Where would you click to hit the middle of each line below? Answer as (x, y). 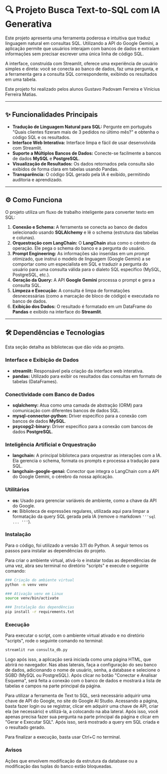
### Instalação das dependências (40, 607)
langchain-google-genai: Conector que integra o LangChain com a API (86, 471)
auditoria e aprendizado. (37, 179)
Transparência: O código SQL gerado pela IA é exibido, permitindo (81, 174)
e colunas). (24, 237)
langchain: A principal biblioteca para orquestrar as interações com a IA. (87, 456)
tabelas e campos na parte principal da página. (53, 686)
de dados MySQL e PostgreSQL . (46, 158)
